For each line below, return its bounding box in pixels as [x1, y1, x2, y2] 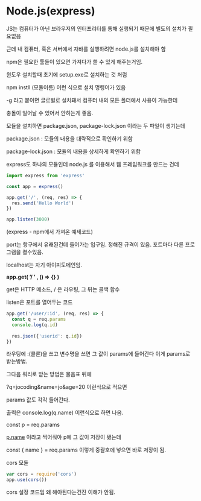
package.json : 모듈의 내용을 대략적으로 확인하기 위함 [6, 134, 133, 142]
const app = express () [6, 183, 63, 189]
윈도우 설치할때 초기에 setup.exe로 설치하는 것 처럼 [6, 71, 127, 78]
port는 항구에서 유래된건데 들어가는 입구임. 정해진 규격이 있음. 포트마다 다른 [6, 241, 184, 248]
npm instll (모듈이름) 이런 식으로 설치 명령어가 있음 [6, 83, 126, 91]
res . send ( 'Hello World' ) [11, 200, 74, 206]
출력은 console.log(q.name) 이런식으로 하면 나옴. [6, 409, 124, 417]
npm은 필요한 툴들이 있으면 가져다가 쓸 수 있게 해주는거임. [6, 58, 143, 65]
